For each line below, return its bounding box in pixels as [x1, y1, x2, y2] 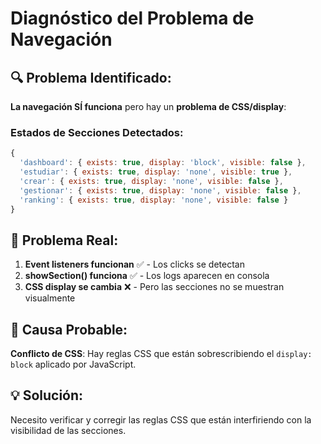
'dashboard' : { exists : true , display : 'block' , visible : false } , [19, 158, 307, 168]
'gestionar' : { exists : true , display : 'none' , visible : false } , [19, 185, 302, 196]
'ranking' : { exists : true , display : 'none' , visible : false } [19, 195, 289, 205]
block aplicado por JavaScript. [10, 358, 137, 371]
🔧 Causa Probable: [10, 321, 128, 338]
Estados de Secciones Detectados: [10, 125, 184, 139]
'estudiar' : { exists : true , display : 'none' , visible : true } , [19, 167, 293, 177]
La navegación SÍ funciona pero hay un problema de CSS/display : [10, 101, 287, 112]
